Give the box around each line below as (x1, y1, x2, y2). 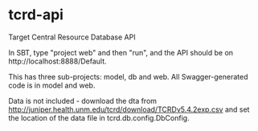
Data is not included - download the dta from (8, 96, 158, 105)
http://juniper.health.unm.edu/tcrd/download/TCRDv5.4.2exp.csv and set (8, 104, 250, 114)
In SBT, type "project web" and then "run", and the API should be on (8, 47, 234, 57)
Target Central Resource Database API (8, 32, 136, 42)
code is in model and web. (8, 80, 96, 90)
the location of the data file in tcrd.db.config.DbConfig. (8, 113, 190, 122)
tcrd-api (8, 6, 64, 24)
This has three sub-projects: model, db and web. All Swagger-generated (8, 72, 248, 81)
